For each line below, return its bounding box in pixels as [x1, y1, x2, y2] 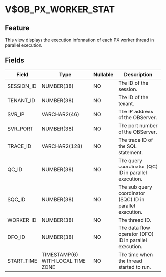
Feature [5, 24, 30, 32]
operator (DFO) [118, 230, 154, 237]
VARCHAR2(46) [41, 111, 79, 118]
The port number [118, 122, 158, 129]
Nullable [93, 71, 114, 78]
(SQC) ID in [118, 196, 145, 203]
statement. [118, 149, 143, 156]
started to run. [118, 263, 151, 270]
